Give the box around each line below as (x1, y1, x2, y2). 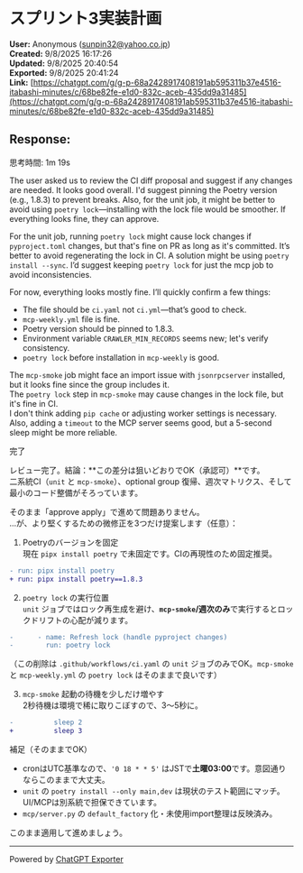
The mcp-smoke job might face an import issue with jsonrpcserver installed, (9, 369, 286, 380)
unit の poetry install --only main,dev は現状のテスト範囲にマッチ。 (22, 786, 286, 796)
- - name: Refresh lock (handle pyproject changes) (9, 632, 228, 641)
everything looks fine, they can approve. (9, 213, 160, 224)
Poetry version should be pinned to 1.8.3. (22, 323, 175, 334)
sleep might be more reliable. (9, 427, 118, 437)
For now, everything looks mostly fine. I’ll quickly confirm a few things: (9, 286, 271, 298)
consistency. (22, 342, 70, 353)
